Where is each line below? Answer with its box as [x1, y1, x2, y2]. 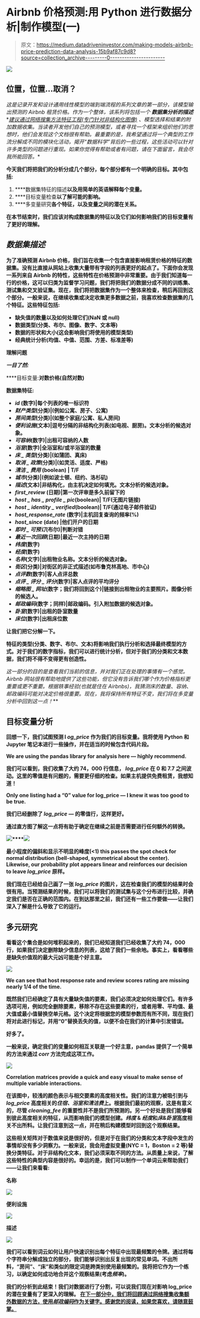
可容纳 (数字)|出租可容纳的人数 [14, 437, 89, 444]
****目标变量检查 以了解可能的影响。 [14, 193, 104, 200]
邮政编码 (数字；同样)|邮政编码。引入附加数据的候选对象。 [14, 600, 156, 607]
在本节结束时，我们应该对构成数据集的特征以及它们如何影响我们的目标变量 [6, 213, 188, 220]
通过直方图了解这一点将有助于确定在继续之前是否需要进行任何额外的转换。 [6, 823, 188, 830]
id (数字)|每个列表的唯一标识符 [14, 399, 90, 406]
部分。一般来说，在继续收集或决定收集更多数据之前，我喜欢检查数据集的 [11, 294, 188, 301]
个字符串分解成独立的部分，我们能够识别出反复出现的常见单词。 [6, 1256, 162, 1263]
